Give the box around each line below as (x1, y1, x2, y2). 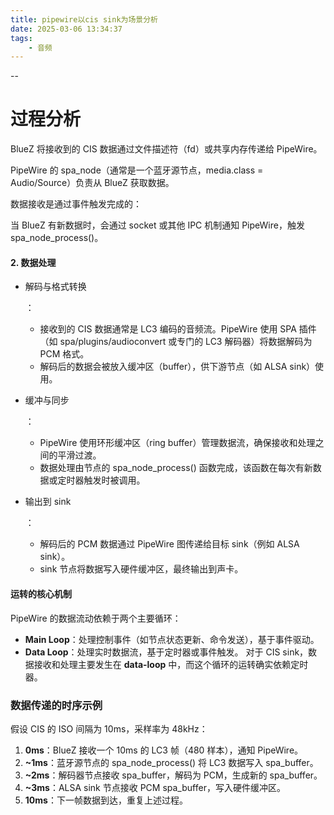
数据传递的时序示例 (10, 698, 103, 712)
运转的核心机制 (10, 587, 72, 600)
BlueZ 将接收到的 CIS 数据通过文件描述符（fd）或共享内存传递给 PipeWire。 (10, 143, 323, 155)
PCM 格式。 (39, 348, 90, 360)
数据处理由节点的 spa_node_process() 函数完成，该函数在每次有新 (39, 462, 313, 474)
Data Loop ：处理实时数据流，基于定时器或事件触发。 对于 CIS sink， (24, 646, 309, 658)
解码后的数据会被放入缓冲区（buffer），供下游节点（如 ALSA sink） (39, 361, 316, 373)
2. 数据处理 (10, 256, 57, 268)
